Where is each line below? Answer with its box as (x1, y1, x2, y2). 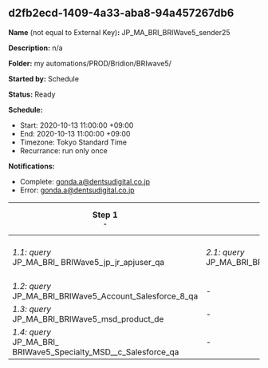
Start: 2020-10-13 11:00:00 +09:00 (19, 120, 134, 130)
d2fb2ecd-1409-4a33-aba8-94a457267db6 (8, 6, 235, 20)
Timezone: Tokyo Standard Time (19, 137, 128, 147)
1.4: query (12, 326, 52, 338)
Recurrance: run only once (19, 145, 108, 155)
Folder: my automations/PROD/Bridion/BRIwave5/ (8, 58, 171, 68)
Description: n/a (8, 43, 63, 53)
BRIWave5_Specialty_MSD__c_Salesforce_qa (12, 346, 179, 358)
